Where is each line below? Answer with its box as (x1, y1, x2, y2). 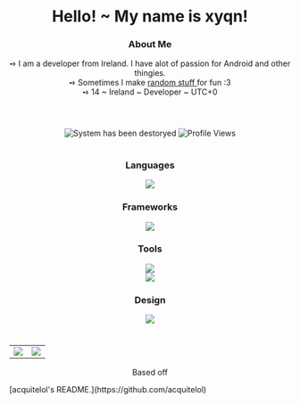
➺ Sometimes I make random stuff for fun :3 (69, 78, 231, 88)
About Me (128, 38, 172, 51)
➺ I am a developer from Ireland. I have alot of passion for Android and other (9, 58, 291, 69)
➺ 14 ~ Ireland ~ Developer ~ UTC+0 (82, 87, 218, 97)
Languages (124, 159, 176, 171)
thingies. (133, 68, 167, 78)
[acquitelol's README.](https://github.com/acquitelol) (9, 384, 207, 395)
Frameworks (121, 201, 179, 213)
